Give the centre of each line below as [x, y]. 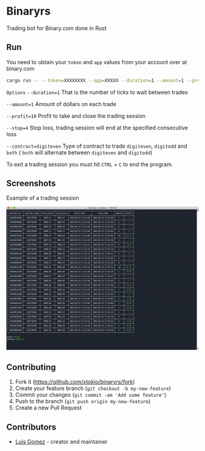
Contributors [31, 427]
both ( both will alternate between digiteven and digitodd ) [79, 152]
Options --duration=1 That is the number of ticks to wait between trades [97, 92]
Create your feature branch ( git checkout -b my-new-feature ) [93, 388]
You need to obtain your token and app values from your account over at [97, 62]
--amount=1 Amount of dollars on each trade [62, 104]
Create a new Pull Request [49, 408]
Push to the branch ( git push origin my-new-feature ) [83, 402]
